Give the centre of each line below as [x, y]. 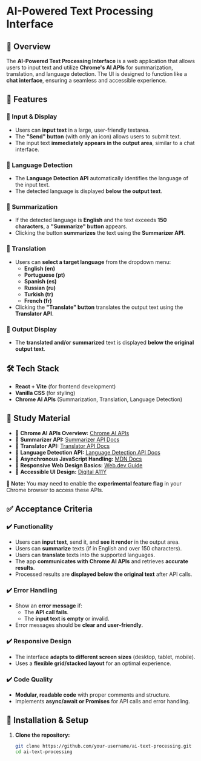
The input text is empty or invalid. [67, 619]
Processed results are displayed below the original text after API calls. [104, 574]
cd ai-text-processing [44, 752]
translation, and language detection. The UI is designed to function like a [97, 74]
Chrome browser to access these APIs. [55, 490]
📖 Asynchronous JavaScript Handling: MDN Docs [78, 459]
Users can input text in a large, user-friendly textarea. [82, 130]
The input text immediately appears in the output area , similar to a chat [105, 143]
